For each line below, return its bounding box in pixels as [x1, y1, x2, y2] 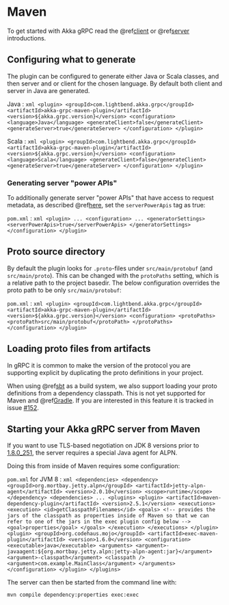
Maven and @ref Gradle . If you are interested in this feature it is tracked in [7, 396, 214, 404]
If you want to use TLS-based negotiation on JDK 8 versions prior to [7, 441, 200, 450]
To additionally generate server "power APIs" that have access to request [7, 194, 214, 202]
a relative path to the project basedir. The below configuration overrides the [7, 279, 220, 287]
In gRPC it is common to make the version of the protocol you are [7, 361, 191, 370]
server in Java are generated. [7, 86, 90, 94]
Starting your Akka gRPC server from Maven [7, 424, 200, 435]
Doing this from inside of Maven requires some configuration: [7, 462, 180, 470]
